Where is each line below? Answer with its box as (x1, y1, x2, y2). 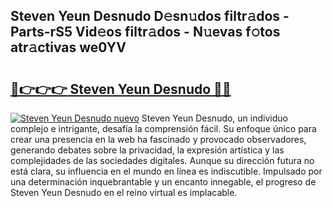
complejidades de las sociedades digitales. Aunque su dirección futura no (10, 155, 315, 166)
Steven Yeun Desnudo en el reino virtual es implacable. (10, 187, 238, 198)
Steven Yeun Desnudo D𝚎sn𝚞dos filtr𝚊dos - (10, 8, 290, 25)
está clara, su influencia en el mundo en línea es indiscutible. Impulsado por (10, 165, 323, 177)
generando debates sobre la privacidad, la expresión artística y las (10, 144, 285, 156)
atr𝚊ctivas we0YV (10, 39, 127, 56)
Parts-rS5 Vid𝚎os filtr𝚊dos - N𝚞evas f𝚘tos (10, 24, 281, 41)
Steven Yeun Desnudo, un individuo (141, 112, 288, 124)
